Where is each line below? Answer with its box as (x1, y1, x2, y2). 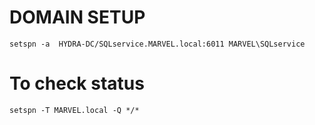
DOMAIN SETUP (9, 6, 146, 29)
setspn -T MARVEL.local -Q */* (9, 105, 140, 115)
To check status (9, 72, 145, 95)
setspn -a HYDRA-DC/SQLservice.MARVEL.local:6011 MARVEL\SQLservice (9, 39, 306, 49)
